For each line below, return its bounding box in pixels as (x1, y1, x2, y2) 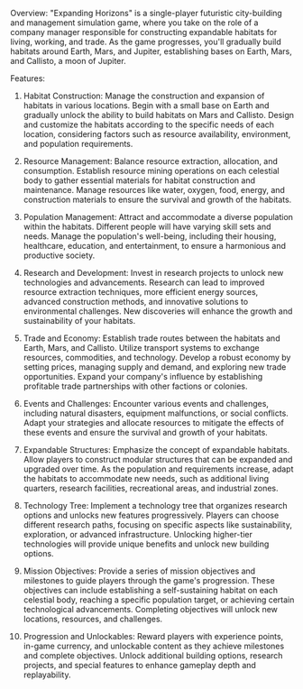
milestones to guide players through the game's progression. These (23, 575, 275, 585)
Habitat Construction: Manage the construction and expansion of (23, 90, 265, 101)
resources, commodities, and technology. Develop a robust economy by (23, 352, 291, 363)
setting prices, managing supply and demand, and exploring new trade (23, 362, 287, 372)
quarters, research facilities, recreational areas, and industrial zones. (23, 482, 279, 493)
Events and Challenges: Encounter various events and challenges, (23, 399, 270, 409)
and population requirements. (23, 139, 133, 149)
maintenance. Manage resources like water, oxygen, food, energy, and (23, 185, 285, 195)
